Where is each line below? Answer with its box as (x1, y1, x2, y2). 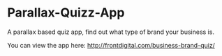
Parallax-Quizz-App (7, 5, 125, 21)
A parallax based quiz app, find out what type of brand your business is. (7, 28, 215, 36)
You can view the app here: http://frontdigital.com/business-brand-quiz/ (7, 41, 215, 49)
